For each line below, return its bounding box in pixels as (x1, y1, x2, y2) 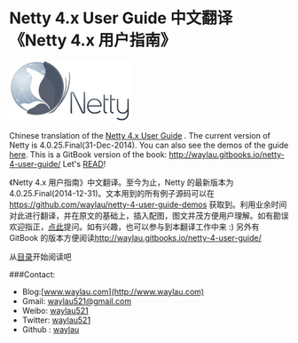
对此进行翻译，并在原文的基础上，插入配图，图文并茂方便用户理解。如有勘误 (9, 210, 289, 220)
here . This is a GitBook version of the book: (9, 148, 168, 160)
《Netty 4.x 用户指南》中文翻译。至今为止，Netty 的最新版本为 (9, 177, 234, 187)
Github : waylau (21, 323, 80, 334)
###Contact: (9, 268, 56, 280)
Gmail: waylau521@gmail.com (21, 295, 131, 307)
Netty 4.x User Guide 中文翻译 (9, 8, 233, 28)
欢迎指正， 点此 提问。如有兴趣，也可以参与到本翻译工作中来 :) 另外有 (9, 221, 260, 232)
